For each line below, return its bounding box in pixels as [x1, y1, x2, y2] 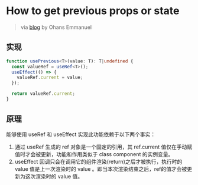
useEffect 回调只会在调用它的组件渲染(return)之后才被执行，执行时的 [14, 158, 183, 165]
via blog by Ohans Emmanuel [20, 24, 92, 31]
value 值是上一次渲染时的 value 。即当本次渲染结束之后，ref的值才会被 [14, 165, 187, 172]
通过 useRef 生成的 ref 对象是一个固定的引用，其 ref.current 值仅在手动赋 [14, 143, 193, 150]
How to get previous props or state [6, 4, 180, 18]
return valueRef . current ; [11, 91, 76, 97]
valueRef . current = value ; [17, 75, 83, 81]
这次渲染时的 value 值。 [25, 173, 83, 180]
